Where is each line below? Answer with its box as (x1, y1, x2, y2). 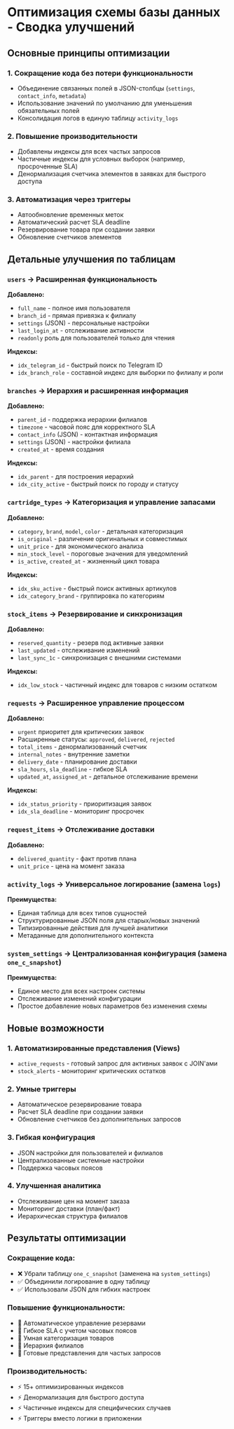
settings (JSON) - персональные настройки (17, 319, 149, 327)
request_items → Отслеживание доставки (7, 825, 155, 835)
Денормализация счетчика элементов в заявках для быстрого (17, 170, 207, 178)
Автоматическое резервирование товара (17, 1100, 142, 1109)
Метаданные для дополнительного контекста (17, 931, 154, 939)
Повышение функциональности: (7, 1303, 125, 1312)
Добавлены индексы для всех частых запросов (17, 147, 161, 156)
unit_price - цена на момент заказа (17, 861, 125, 870)
